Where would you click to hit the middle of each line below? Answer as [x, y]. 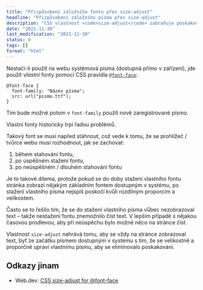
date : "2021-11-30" [31, 29]
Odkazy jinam [33, 266]
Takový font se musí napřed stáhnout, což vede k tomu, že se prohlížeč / [97, 136]
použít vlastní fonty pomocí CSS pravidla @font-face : [72, 74]
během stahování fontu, [44, 154]
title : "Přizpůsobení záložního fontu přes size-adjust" [79, 12]
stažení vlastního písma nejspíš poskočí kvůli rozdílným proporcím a [91, 191]
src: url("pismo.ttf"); [41, 96]
